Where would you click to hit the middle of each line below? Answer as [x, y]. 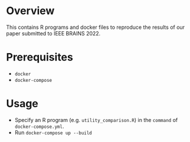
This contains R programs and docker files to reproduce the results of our [95, 27]
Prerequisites [40, 57]
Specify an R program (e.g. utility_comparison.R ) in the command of [96, 120]
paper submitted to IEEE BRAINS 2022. [53, 33]
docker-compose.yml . [39, 126]
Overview [30, 11]
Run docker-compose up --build [53, 132]
